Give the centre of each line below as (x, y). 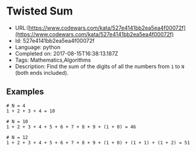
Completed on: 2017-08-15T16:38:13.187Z (67, 53)
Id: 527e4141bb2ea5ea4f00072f (55, 40)
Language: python (38, 47)
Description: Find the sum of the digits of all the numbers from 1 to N (100, 66)
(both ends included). (42, 72)
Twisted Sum (40, 11)
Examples (25, 92)
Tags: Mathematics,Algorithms (53, 60)
